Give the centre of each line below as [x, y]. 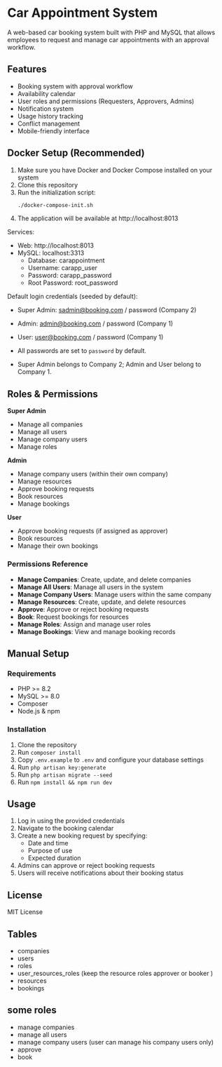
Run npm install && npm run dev [65, 782]
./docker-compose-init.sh [55, 205]
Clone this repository [48, 184]
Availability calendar [46, 93]
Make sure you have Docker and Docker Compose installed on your [115, 170]
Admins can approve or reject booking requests [86, 866]
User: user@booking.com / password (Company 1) [90, 337]
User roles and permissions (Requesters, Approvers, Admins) [106, 101]
